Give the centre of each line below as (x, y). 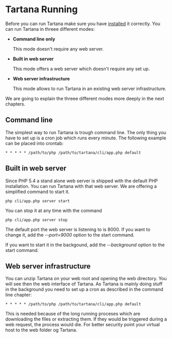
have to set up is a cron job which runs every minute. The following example (86, 138)
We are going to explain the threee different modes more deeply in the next (85, 98)
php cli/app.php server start (38, 201)
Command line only (34, 39)
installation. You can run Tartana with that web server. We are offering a (81, 186)
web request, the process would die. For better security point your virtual (83, 325)
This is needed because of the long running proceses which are (73, 314)
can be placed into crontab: (34, 143)
